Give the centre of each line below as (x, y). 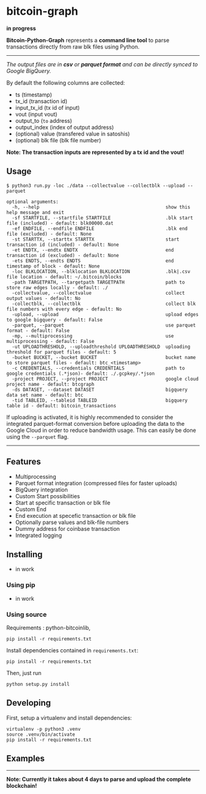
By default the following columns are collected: (66, 83)
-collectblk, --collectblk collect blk (104, 304)
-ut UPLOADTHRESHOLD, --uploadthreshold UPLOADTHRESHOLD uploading (101, 347)
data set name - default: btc (45, 395)
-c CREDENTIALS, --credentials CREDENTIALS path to (98, 368)
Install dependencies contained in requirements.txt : (72, 650)
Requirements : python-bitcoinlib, (48, 628)
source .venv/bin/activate (41, 734)
